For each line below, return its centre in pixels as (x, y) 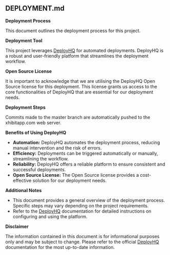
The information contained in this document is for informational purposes (82, 236)
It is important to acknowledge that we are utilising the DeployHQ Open (80, 81)
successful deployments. (39, 169)
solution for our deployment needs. (69, 180)
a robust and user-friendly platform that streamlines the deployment (77, 56)
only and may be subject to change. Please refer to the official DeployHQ (82, 242)
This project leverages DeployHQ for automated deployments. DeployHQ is (84, 50)
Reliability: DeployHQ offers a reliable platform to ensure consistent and (89, 164)
